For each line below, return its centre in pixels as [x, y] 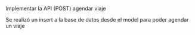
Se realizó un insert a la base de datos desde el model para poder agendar [97, 20]
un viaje [15, 26]
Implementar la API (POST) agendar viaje [56, 8]
